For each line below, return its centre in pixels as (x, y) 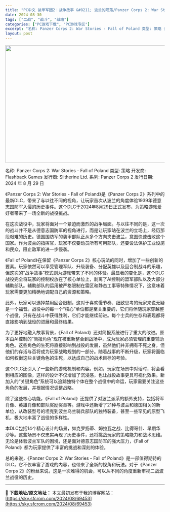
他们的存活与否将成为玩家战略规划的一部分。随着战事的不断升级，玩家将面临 (85, 351)
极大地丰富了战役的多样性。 (43, 418)
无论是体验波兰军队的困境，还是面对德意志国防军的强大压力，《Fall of (77, 441)
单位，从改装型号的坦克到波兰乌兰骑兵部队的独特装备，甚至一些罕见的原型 (83, 411)
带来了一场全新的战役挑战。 (43, 213)
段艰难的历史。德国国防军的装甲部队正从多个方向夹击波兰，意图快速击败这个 (85, 236)
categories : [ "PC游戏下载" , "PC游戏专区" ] (48, 24)
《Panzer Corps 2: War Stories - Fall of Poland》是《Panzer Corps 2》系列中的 (85, 194)
